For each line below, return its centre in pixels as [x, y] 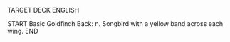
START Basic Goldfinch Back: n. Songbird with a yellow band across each [115, 23]
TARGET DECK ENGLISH [43, 10]
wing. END [23, 31]
